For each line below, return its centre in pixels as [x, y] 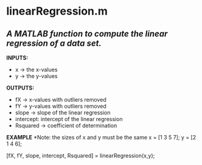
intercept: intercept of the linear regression [69, 119]
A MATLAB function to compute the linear [87, 34]
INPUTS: [17, 58]
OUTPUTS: [20, 88]
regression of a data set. [54, 43]
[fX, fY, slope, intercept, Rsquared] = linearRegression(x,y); [81, 156]
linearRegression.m [57, 11]
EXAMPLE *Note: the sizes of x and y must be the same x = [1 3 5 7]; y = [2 [101, 137]
